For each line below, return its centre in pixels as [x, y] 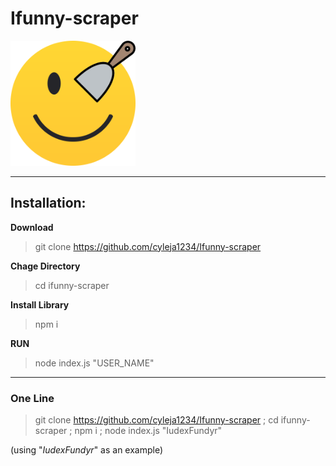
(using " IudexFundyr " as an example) [87, 450]
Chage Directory [45, 266]
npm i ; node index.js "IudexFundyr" [148, 431]
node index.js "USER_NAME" [94, 363]
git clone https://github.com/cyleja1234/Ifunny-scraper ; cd [156, 420]
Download [32, 227]
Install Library [40, 304]
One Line [32, 398]
